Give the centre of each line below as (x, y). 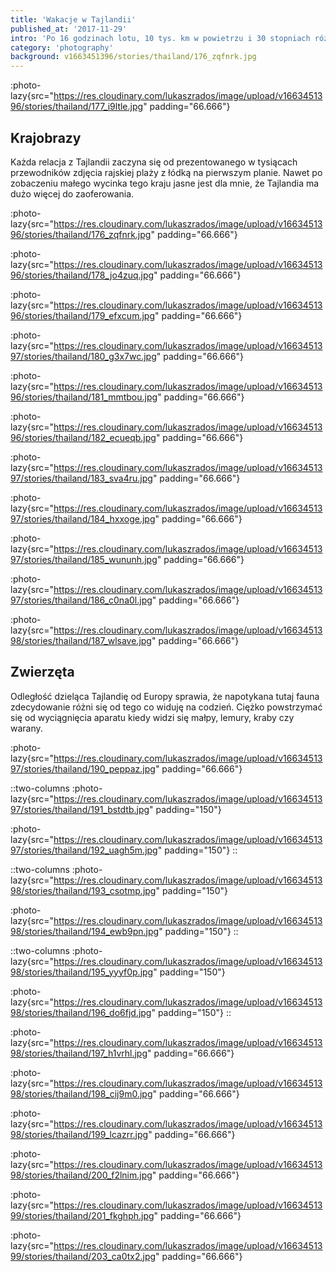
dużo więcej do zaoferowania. (72, 193)
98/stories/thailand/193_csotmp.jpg (83, 890)
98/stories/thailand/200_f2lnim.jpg (81, 1175)
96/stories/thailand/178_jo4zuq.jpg (82, 275)
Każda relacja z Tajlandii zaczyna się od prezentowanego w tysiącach (154, 162)
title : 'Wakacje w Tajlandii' (73, 19)
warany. (26, 728)
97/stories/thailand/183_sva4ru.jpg (81, 478)
